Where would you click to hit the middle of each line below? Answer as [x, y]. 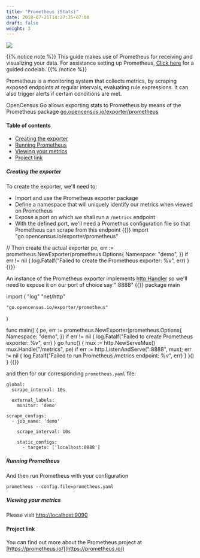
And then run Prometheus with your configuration [67, 476]
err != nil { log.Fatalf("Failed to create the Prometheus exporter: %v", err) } [98, 260]
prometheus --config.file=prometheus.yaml [60, 487]
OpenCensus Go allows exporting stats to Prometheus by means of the [94, 105]
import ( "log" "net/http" [36, 296]
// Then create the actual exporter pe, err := [60, 248]
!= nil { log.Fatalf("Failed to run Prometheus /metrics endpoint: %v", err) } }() [100, 356]
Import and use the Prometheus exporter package [77, 198]
